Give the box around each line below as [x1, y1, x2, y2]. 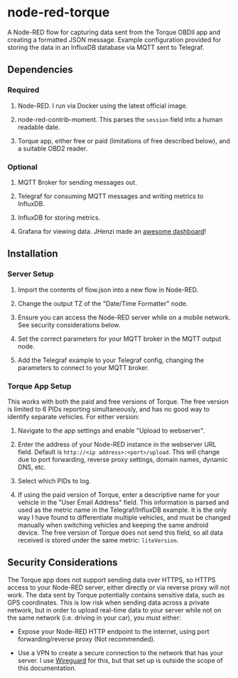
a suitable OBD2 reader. [17, 144, 88, 153]
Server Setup [7, 269, 55, 279]
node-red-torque [7, 4, 110, 21]
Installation [7, 247, 58, 260]
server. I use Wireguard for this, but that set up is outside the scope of [17, 656, 223, 664]
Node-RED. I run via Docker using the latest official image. [17, 101, 188, 110]
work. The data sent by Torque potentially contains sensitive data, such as [7, 590, 225, 599]
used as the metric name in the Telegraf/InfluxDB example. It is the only [17, 505, 227, 514]
